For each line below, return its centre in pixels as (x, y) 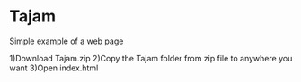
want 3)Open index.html (54, 68)
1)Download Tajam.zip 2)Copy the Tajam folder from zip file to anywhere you (151, 58)
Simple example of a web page (66, 41)
